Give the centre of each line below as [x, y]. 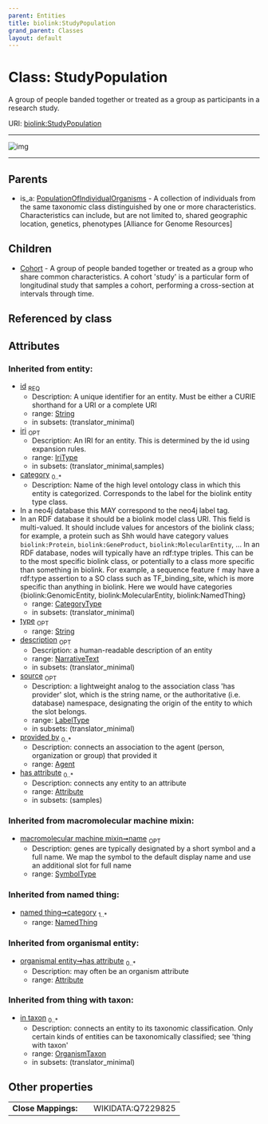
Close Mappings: [45, 1109]
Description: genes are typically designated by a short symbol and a [144, 848]
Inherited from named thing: [64, 895]
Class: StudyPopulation [88, 77]
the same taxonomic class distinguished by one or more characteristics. [138, 207]
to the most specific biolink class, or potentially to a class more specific [137, 562]
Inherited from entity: [51, 368]
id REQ [30, 387]
